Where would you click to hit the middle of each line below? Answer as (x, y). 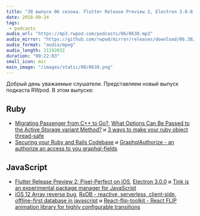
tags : (13, 23)
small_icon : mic (26, 61)
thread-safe (29, 136)
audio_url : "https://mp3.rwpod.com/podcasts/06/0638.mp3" (79, 34)
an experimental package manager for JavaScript (76, 188)
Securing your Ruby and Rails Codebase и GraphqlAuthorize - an (94, 142)
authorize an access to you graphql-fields (66, 149)
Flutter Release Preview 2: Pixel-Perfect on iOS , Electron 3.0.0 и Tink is (102, 181)
